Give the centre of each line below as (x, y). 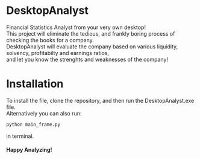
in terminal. (20, 136)
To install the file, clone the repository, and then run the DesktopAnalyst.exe (100, 100)
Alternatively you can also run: (44, 113)
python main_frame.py (33, 125)
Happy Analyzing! (29, 150)
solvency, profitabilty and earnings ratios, (58, 53)
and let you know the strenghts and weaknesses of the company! (87, 59)
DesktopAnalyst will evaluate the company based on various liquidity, (92, 47)
